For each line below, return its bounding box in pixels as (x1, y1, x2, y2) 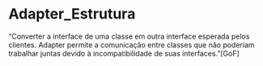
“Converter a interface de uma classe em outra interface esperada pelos (8, 31, 250, 41)
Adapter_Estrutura (8, 5, 136, 23)
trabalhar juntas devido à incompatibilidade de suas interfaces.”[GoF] (8, 48, 240, 58)
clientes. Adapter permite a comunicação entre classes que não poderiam (8, 39, 255, 49)
